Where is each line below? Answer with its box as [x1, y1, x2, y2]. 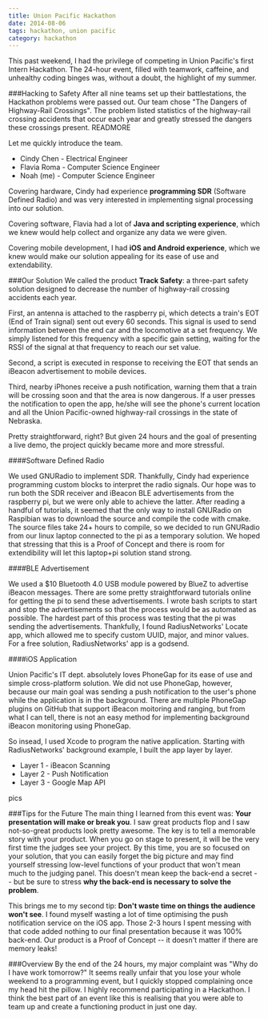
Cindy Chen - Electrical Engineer [19, 154, 128, 164]
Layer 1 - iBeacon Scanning [19, 761, 110, 770]
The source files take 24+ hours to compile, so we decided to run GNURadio [8, 522, 260, 532]
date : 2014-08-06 [8, 19, 66, 27]
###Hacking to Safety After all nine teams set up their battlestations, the [8, 89, 246, 99]
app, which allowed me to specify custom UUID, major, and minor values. [8, 631, 250, 640]
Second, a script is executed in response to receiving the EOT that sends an [8, 358, 258, 367]
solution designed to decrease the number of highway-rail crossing [8, 284, 230, 294]
